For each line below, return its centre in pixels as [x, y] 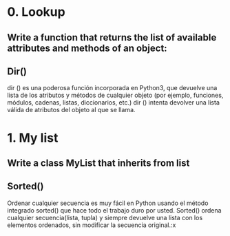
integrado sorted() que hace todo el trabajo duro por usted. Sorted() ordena [114, 210]
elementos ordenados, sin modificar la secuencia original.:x [92, 225]
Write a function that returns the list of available [112, 37]
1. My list [33, 138]
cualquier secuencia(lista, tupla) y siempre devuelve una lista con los [105, 217]
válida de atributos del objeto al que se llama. [71, 110]
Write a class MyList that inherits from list [98, 163]
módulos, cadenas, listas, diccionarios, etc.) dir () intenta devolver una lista [114, 103]
